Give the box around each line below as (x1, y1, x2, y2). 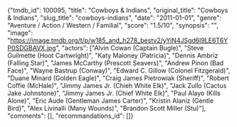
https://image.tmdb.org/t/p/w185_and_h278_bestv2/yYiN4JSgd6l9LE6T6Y (10, 36, 228, 45)
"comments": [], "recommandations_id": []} (7, 111, 134, 120)
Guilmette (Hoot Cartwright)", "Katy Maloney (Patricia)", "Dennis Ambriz (7, 51, 218, 60)
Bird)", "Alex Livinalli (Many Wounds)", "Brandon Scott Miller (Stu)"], (7, 104, 206, 112)
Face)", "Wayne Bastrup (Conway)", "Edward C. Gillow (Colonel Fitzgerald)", (7, 67, 231, 74)
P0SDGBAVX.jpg (7, 44, 56, 52)
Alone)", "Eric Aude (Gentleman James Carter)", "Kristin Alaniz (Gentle (7, 96, 214, 105)
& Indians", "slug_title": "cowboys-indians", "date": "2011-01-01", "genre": (7, 13, 222, 22)
